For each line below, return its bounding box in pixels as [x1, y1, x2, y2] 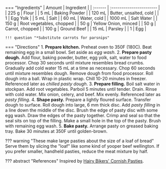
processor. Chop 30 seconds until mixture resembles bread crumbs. [5, 60, 145, 65]
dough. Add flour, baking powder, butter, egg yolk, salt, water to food [5, 55, 147, 60]
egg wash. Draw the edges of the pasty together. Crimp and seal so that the [5, 113, 160, 118]
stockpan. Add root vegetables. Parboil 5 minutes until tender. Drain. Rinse [5, 86, 157, 92]
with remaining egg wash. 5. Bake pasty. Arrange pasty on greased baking [5, 123, 159, 129]
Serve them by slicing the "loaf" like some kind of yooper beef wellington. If [5, 143, 160, 149]
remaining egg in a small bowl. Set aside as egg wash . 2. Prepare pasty [5, 50, 152, 55]
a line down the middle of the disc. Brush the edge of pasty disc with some [5, 107, 158, 113]
